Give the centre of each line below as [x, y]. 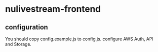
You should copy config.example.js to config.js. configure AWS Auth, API [79, 39]
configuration [27, 27]
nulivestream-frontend [53, 9]
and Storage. [18, 44]
